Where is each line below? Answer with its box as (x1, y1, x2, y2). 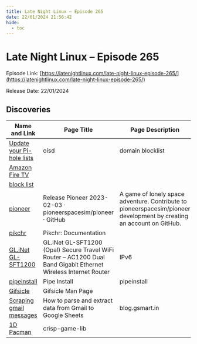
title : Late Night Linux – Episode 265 (6, 8, 104, 15)
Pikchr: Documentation (43, 229, 106, 237)
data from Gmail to (43, 304, 94, 312)
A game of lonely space (119, 190, 185, 198)
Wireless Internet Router (43, 268, 110, 276)
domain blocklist (119, 146, 165, 155)
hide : (6, 19, 19, 25)
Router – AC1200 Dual (43, 253, 105, 261)
